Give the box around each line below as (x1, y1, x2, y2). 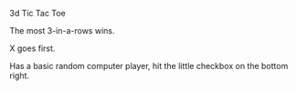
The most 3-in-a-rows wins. (9, 25, 115, 35)
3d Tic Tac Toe (9, 8, 66, 18)
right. (9, 70, 30, 81)
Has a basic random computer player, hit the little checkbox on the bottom (9, 61, 289, 71)
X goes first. (9, 43, 56, 54)
